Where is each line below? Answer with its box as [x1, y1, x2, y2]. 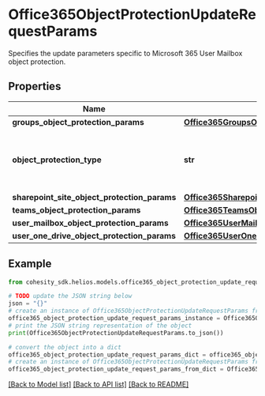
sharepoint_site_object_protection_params [12, 191, 177, 202]
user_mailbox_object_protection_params [12, 217, 169, 228]
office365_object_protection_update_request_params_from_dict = [8, 365, 224, 373]
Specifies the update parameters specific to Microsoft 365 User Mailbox [8, 48, 243, 58]
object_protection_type [12, 154, 102, 165]
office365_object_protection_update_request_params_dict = [8, 350, 207, 359]
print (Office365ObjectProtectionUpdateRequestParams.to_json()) [8, 329, 224, 337]
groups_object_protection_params [12, 116, 144, 127]
